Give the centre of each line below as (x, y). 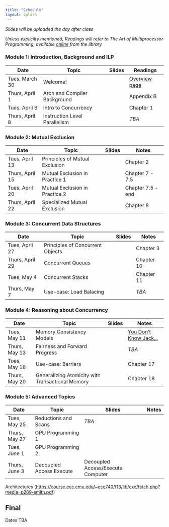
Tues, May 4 (22, 277)
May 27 (17, 439)
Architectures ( (21, 487)
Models (45, 338)
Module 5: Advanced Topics (40, 396)
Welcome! (55, 82)
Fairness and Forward (61, 346)
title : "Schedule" (24, 10)
